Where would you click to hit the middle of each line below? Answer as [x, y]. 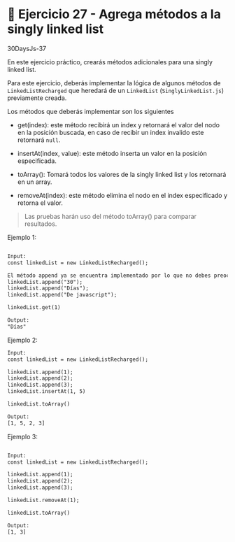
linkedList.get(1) [34, 308]
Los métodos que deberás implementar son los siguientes [91, 111]
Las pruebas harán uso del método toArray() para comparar [111, 216]
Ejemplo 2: [23, 340]
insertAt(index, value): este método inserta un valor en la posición [112, 153]
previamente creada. [37, 98]
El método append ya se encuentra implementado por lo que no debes [109, 276]
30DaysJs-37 [27, 48]
